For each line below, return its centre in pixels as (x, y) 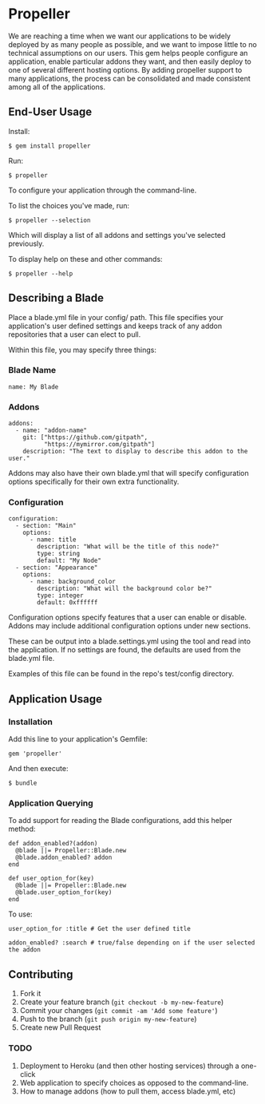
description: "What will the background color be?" (125, 589)
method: (22, 829)
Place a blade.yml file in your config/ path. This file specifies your (116, 317)
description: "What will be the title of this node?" (128, 547)
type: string (59, 554)
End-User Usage (50, 112)
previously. (26, 243)
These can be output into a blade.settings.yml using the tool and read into (130, 641)
